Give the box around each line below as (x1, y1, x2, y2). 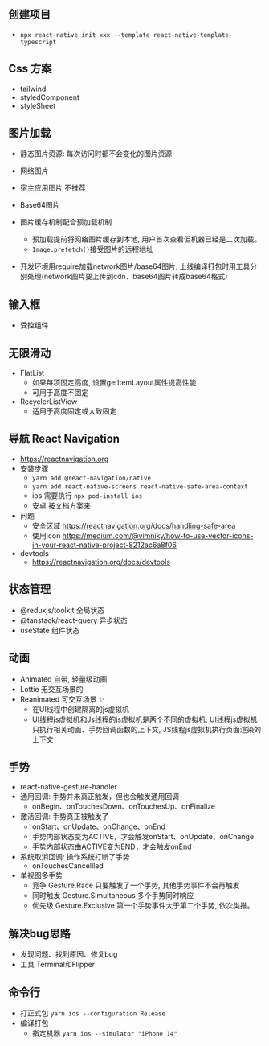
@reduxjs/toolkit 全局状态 (19, 605, 105, 615)
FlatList (19, 369, 45, 378)
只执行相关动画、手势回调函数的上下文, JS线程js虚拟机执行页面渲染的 (31, 724, 262, 734)
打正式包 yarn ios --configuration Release (19, 1008, 166, 1018)
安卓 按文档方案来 (31, 500, 91, 510)
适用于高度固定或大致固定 (31, 406, 117, 416)
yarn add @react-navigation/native (31, 474, 151, 482)
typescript (19, 38, 57, 46)
